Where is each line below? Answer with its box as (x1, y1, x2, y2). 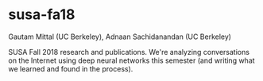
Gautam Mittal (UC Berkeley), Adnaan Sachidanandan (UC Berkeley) (8, 32, 232, 41)
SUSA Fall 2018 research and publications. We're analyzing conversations (8, 47, 250, 56)
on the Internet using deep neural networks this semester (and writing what (8, 56, 256, 65)
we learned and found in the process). (8, 64, 133, 73)
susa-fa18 (8, 6, 75, 24)
